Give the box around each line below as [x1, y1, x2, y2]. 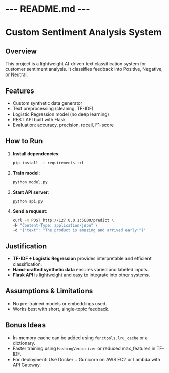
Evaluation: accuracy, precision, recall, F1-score [12, 122, 114, 128]
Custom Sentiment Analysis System [5, 27, 162, 39]
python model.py [12, 179, 48, 185]
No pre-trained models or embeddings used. [12, 300, 107, 306]
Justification [5, 242, 47, 251]
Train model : [12, 170, 40, 176]
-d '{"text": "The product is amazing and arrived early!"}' [12, 228, 146, 233]
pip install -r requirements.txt [12, 160, 84, 165]
